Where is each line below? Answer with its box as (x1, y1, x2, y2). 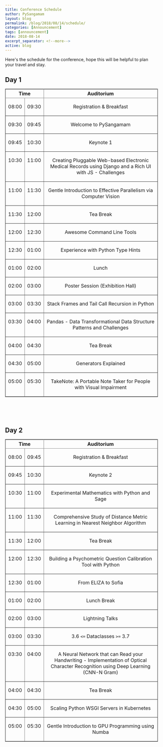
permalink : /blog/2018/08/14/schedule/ (5, 20, 86, 26)
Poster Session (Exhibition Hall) (65, 282, 137, 289)
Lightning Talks (83, 615, 118, 622)
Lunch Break (86, 597, 115, 604)
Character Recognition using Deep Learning (50, 663, 151, 670)
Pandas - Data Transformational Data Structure (47, 318, 155, 325)
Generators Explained (76, 360, 125, 367)
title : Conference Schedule (5, 7, 62, 12)
